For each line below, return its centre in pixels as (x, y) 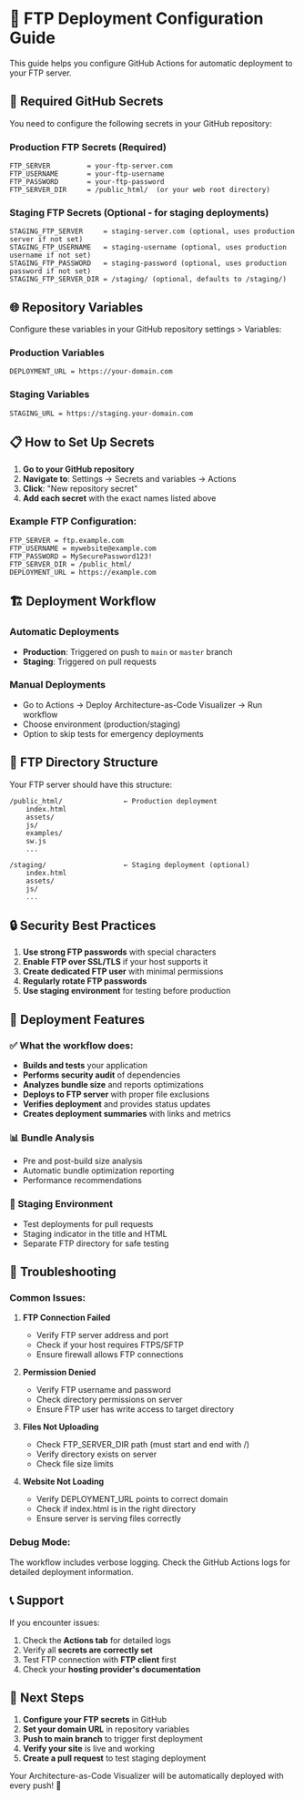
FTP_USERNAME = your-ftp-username (87, 174)
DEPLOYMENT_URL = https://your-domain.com (91, 372)
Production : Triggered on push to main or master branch (128, 651)
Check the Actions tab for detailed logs (96, 1640)
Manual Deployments (58, 685)
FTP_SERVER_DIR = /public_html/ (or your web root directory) (140, 190)
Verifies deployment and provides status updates (117, 1104)
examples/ (45, 833)
